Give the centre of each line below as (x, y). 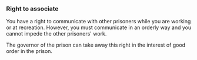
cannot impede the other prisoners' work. (56, 34)
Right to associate (32, 9)
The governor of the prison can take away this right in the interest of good (96, 45)
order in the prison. (29, 51)
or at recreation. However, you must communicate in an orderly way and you (99, 27)
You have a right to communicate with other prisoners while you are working (98, 22)
